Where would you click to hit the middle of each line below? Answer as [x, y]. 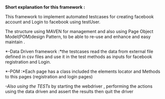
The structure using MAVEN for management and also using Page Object [79, 31]
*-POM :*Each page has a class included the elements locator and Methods [83, 71]
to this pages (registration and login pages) [49, 77]
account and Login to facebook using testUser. [53, 22]
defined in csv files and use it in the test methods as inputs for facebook [79, 57]
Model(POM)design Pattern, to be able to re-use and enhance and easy [78, 37]
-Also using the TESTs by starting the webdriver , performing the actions [79, 86]
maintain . [15, 42]
